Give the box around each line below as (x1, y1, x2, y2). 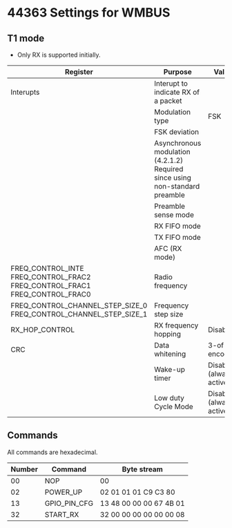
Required (154, 164, 184, 173)
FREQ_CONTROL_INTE (10, 264, 84, 273)
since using (154, 173, 192, 182)
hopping (154, 330, 182, 339)
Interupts (10, 88, 40, 97)
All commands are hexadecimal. (7, 448, 98, 456)
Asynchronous (154, 138, 202, 148)
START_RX (44, 509, 79, 519)
